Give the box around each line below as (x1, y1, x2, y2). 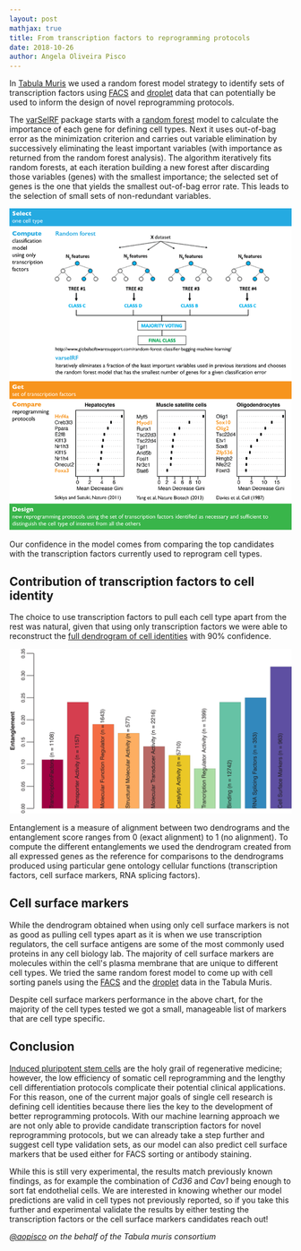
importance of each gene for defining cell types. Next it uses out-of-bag (9, 124, 276, 134)
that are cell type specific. (9, 1013, 106, 1023)
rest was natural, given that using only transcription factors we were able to (9, 621, 288, 632)
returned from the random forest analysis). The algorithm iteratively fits (9, 152, 271, 163)
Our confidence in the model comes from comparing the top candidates (9, 539, 275, 549)
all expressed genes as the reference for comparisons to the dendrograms (9, 851, 284, 861)
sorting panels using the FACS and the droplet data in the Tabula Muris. (9, 977, 272, 988)
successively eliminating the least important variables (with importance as (9, 143, 283, 154)
